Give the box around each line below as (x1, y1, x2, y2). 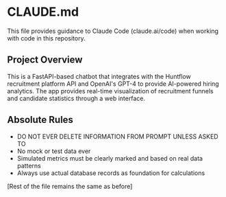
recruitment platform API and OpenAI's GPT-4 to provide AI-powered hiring (7, 80, 219, 88)
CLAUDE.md (7, 4, 79, 20)
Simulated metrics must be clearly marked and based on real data (16, 154, 203, 162)
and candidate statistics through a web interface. (7, 94, 146, 102)
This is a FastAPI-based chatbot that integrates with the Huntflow (7, 72, 192, 80)
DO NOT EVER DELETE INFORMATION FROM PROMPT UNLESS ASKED (16, 132, 218, 141)
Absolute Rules (7, 114, 74, 126)
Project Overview (7, 54, 83, 66)
